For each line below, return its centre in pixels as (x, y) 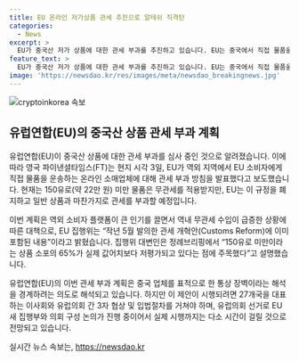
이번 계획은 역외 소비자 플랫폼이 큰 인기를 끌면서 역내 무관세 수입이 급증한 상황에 (148, 219)
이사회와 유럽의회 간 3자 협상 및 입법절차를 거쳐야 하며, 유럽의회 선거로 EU (154, 305)
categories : (31, 26)
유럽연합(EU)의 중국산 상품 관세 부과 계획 (114, 133)
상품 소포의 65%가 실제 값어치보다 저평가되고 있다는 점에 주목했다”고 (138, 253)
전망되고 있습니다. (40, 327)
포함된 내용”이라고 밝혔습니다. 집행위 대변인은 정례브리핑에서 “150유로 (131, 242)
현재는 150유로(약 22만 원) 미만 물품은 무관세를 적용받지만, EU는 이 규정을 (149, 189)
